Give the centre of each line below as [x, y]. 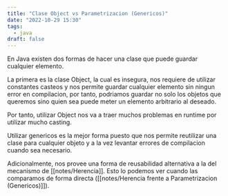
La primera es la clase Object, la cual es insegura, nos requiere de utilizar [112, 79]
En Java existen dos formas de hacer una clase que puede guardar [103, 59]
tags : [15, 26]
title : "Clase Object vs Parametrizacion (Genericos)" [88, 13]
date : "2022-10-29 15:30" [44, 20]
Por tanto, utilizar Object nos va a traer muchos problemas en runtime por [112, 115]
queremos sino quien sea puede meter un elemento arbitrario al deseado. [112, 101]
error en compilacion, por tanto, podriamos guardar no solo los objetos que [114, 95]
